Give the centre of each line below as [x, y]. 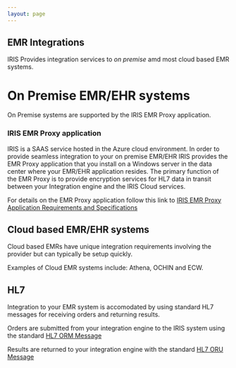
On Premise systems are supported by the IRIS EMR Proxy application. [109, 115]
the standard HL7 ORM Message [55, 336]
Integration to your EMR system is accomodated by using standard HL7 [111, 307]
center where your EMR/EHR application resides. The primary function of [113, 171]
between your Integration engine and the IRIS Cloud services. [97, 186]
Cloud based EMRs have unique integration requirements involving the [109, 247]
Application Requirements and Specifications [73, 207]
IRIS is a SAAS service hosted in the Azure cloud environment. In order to [113, 148]
